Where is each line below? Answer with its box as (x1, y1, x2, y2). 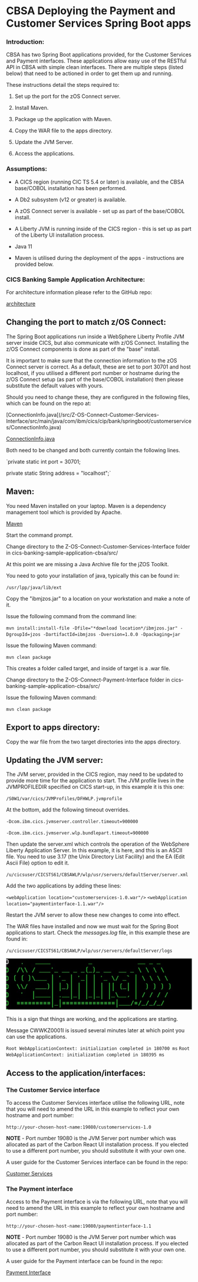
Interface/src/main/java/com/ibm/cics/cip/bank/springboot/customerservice (6, 417, 192, 425)
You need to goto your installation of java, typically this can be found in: (6, 572, 180, 579)
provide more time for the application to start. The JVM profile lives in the (6, 777, 184, 784)
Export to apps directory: (6, 722, 100, 733)
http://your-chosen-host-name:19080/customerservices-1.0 (6, 1124, 151, 1130)
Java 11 (14, 243, 32, 250)
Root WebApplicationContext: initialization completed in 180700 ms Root (6, 1046, 190, 1052)
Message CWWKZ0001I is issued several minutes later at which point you (6, 1027, 185, 1034)
